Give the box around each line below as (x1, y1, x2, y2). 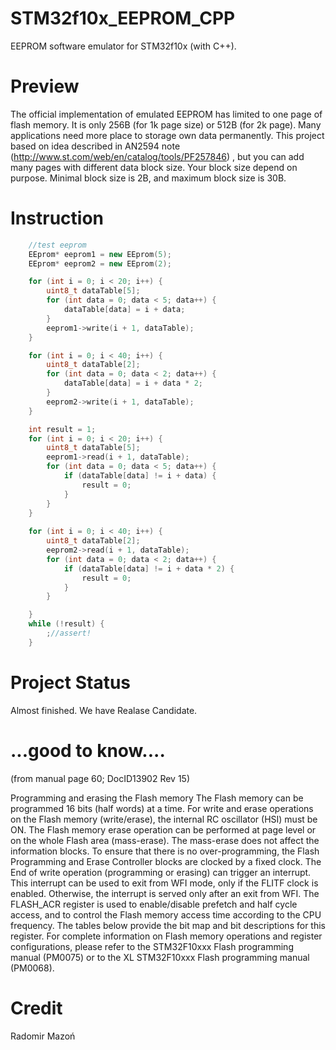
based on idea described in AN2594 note (10, 140, 181, 152)
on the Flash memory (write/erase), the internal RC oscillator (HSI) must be (10, 813, 318, 825)
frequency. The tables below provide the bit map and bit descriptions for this (10, 919, 326, 931)
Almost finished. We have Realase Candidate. (10, 704, 198, 716)
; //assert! (46, 628, 92, 639)
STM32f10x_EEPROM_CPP (10, 7, 236, 30)
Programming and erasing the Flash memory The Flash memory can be (10, 792, 304, 804)
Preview (10, 75, 80, 98)
